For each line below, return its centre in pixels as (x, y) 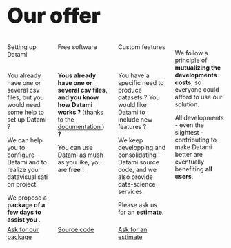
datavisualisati (28, 177)
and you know (78, 97)
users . (184, 176)
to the (66, 119)
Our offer (54, 16)
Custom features (142, 47)
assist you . (24, 219)
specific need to (141, 82)
